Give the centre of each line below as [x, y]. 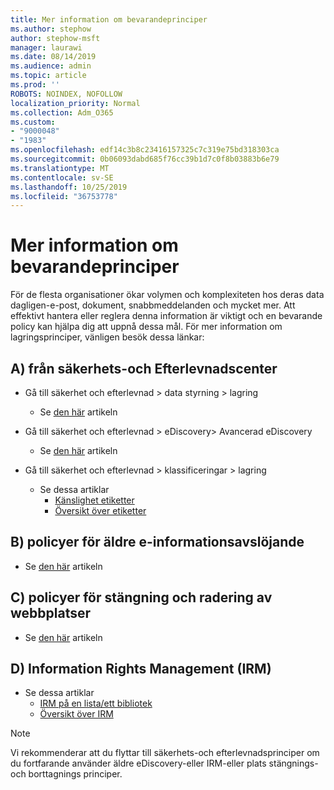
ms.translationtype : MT [60, 168]
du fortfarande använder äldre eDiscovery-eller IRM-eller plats [138, 763]
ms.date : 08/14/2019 [53, 57]
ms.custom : [33, 122]
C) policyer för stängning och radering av [141, 597]
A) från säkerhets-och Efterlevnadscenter [144, 368]
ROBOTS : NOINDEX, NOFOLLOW [66, 94]
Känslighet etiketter [94, 500]
